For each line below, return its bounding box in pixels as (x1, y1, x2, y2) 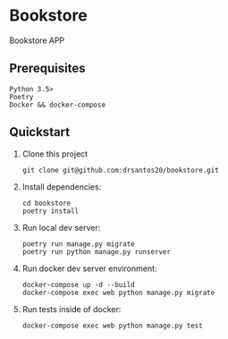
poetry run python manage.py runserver (21, 247, 172, 256)
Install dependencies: (21, 181, 102, 192)
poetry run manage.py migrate (21, 239, 136, 249)
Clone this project (21, 148, 88, 159)
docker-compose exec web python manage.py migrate (21, 288, 215, 297)
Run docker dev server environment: (21, 263, 157, 274)
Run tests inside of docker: (21, 303, 122, 314)
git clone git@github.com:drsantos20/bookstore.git (21, 165, 219, 174)
